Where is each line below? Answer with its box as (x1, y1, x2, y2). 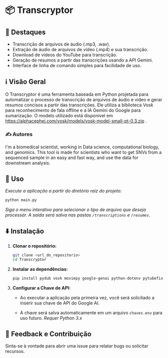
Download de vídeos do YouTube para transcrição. (12, 52, 117, 58)
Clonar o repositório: (12, 243, 57, 249)
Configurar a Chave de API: (12, 285, 71, 291)
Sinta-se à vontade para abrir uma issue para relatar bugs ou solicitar (5, 343, 149, 349)
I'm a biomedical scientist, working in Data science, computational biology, (5, 144, 159, 150)
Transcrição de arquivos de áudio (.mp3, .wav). (12, 41, 110, 47)
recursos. (5, 348, 25, 354)
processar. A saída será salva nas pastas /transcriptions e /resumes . (5, 212, 150, 218)
